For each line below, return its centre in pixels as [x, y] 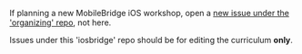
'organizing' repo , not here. [60, 22]
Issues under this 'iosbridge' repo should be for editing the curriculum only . [151, 40]
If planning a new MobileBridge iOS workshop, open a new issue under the [149, 13]
